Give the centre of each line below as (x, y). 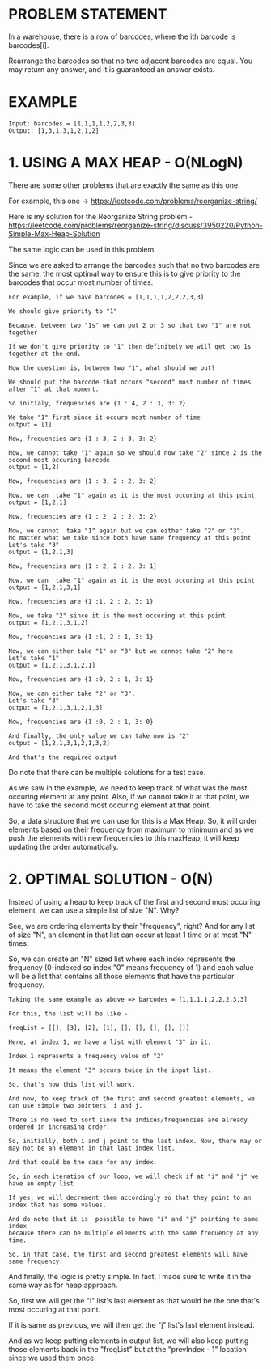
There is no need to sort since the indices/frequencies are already (128, 1120)
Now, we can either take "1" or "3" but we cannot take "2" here (121, 651)
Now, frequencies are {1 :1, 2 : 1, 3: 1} (81, 637)
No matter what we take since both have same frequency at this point (130, 538)
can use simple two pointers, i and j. (76, 1105)
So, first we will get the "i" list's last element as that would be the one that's (134, 1300)
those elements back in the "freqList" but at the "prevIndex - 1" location (127, 1349)
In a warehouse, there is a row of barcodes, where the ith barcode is (122, 36)
